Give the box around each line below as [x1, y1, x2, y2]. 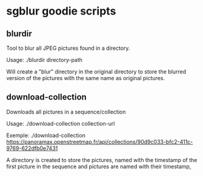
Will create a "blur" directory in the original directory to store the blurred [6, 68, 187, 75]
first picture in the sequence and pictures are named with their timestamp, [6, 163, 191, 170]
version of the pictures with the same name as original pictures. [6, 75, 165, 81]
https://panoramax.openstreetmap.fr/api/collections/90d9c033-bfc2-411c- [6, 138, 193, 145]
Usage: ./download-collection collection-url [6, 120, 115, 127]
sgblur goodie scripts [6, 4, 116, 18]
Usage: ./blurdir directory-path [6, 56, 83, 63]
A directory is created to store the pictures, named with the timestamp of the [6, 156, 198, 163]
